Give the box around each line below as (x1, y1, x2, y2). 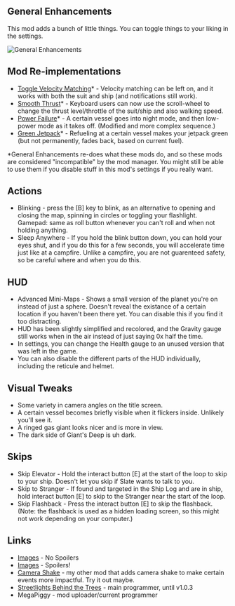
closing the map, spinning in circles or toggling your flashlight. (17, 211, 198, 220)
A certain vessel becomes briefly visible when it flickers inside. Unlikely (17, 408, 224, 417)
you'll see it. (17, 416, 53, 424)
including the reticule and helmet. (17, 362, 114, 370)
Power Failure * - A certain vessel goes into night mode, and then (17, 114, 205, 122)
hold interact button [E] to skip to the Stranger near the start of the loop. (17, 492, 226, 500)
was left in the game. (17, 347, 79, 356)
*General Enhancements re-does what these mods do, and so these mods (7, 150, 222, 159)
